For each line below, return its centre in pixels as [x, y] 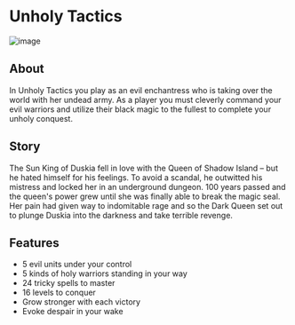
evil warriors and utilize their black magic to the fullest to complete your [140, 109]
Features [34, 243]
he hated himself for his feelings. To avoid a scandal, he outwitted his [136, 177]
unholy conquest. [41, 118]
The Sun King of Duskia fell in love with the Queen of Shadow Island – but [144, 168]
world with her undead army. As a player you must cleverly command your [145, 99]
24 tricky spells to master [68, 283]
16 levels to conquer [59, 293]
